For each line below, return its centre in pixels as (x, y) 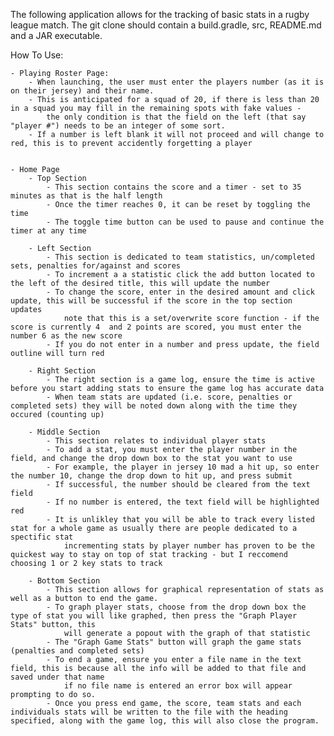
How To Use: (37, 55)
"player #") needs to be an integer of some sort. (118, 126)
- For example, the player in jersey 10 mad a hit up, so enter (183, 467)
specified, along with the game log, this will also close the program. (165, 721)
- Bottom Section (64, 581)
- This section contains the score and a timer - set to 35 (174, 187)
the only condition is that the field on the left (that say (176, 117)
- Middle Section (64, 432)
